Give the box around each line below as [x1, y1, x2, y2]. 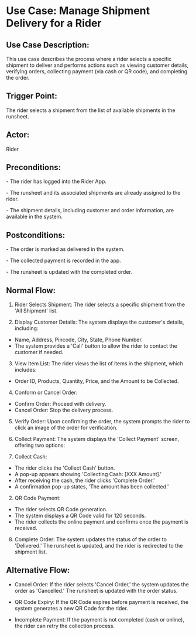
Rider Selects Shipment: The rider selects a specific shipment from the [14, 301, 185, 308]
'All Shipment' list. [14, 307, 58, 314]
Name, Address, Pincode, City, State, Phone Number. [14, 336, 143, 344]
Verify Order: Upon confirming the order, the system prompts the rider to [14, 418, 190, 425]
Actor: [6, 130, 30, 140]
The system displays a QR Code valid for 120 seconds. [14, 512, 146, 519]
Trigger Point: [6, 91, 57, 101]
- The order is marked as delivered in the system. [6, 246, 125, 253]
